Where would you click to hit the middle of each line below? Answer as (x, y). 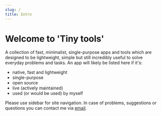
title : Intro (18, 14)
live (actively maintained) (38, 88)
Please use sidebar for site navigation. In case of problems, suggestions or (81, 103)
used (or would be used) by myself (48, 93)
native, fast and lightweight (40, 73)
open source (25, 83)
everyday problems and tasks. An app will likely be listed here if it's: (74, 63)
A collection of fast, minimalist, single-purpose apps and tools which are (78, 52)
